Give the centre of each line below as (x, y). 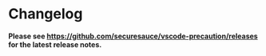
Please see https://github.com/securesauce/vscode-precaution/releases (133, 36)
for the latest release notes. (55, 44)
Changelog (46, 14)
